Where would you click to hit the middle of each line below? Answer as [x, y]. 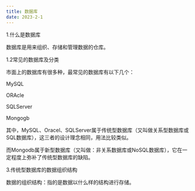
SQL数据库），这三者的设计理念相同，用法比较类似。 [69, 137]
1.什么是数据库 [23, 34]
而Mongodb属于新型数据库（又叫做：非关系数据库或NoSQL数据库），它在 [94, 150]
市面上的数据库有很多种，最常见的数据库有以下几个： [70, 72]
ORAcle [15, 95]
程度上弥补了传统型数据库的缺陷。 [52, 157]
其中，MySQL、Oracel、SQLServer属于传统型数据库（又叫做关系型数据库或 [97, 130]
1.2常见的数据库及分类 [33, 59]
